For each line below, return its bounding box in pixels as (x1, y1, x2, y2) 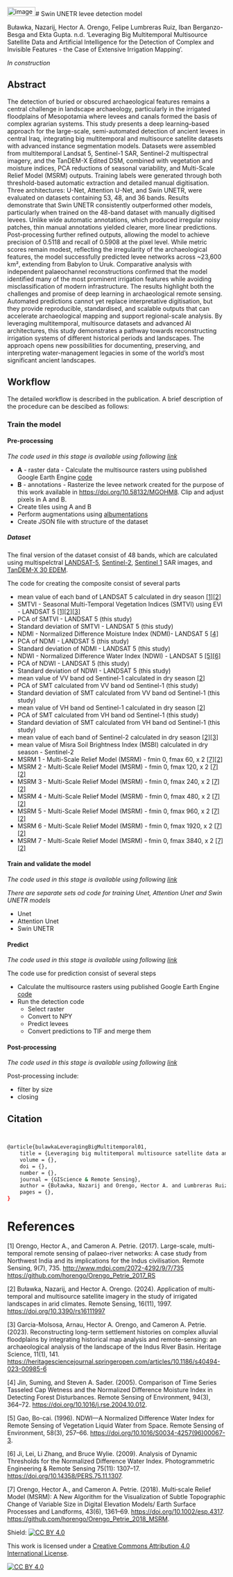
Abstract (7, 79, 46, 90)
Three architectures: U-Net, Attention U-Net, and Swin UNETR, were (7, 186, 202, 194)
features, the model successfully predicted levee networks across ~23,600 (7, 253, 222, 261)
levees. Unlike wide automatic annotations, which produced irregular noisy (7, 216, 221, 224)
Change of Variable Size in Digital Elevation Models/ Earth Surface (7, 1500, 196, 1508)
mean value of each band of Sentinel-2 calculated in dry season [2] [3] (17, 733, 218, 741)
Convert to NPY (27, 1012, 73, 1020)
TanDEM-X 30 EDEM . (7, 566, 68, 574)
